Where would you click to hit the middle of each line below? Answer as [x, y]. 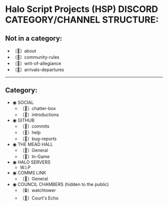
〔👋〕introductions [39, 114]
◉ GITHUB [23, 120]
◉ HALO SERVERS [31, 162]
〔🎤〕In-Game [35, 156]
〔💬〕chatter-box [38, 108]
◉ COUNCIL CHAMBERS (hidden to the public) [60, 184]
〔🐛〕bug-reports [38, 138]
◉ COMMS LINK [29, 172]
